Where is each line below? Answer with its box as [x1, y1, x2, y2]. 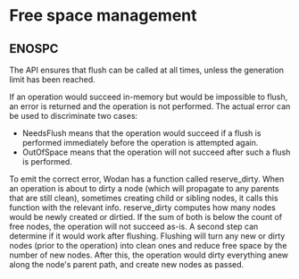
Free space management [9, 5, 198, 26]
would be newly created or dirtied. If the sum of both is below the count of [9, 212, 283, 222]
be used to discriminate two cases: [9, 111, 138, 121]
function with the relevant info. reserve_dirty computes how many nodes [9, 202, 277, 213]
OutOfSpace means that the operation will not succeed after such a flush [21, 147, 291, 157]
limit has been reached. [9, 74, 96, 85]
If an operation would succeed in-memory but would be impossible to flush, [9, 91, 288, 102]
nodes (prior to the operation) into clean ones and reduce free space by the [9, 241, 287, 250]
